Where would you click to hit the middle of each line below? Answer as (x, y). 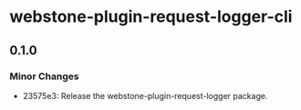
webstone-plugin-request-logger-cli (151, 17)
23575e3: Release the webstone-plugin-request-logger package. (145, 95)
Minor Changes (44, 76)
